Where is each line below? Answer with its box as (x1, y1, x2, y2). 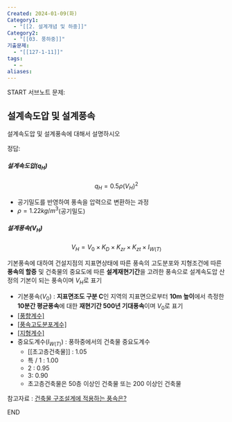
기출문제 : (7, 42, 30, 49)
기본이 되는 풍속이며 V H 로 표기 (19, 276, 102, 286)
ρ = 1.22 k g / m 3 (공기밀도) (17, 205, 86, 215)
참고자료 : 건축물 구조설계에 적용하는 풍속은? (7, 394, 127, 402)
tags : (7, 55, 23, 62)
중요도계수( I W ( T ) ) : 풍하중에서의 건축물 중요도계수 (17, 338, 150, 347)
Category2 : (7, 29, 39, 37)
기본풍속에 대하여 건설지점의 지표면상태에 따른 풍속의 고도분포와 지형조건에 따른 (7, 259, 222, 267)
